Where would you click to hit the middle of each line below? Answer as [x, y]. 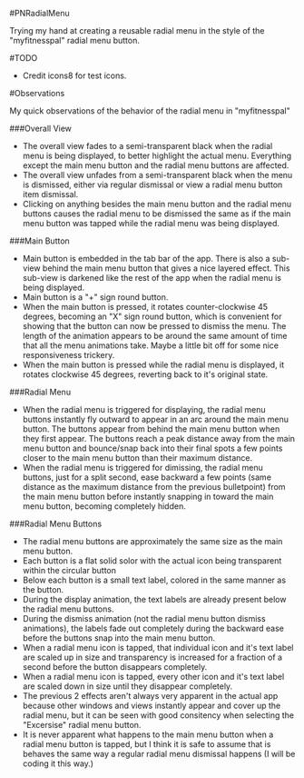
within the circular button [69, 570]
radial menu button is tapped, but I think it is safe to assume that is [147, 744]
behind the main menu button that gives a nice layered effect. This [166, 268]
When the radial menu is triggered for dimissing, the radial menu [142, 468]
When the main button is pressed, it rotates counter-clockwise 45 [145, 307]
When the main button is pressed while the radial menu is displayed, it [153, 364]
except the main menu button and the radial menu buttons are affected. [156, 165]
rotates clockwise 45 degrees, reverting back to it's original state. [145, 374]
